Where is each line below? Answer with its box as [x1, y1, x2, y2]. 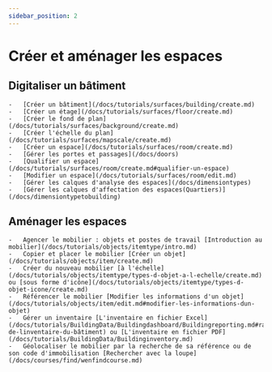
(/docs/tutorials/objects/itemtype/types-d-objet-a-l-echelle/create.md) [8, 272, 263, 280]
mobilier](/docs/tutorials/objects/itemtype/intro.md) [8, 243, 198, 251]
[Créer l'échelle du [23, 129, 92, 137]
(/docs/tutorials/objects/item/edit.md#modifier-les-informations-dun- [8, 300, 255, 308]
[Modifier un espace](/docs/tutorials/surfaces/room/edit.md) [23, 171, 237, 179]
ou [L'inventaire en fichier [109, 328, 208, 336]
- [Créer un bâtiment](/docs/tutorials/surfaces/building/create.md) [8, 100, 255, 109]
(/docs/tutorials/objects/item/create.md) [8, 257, 154, 266]
